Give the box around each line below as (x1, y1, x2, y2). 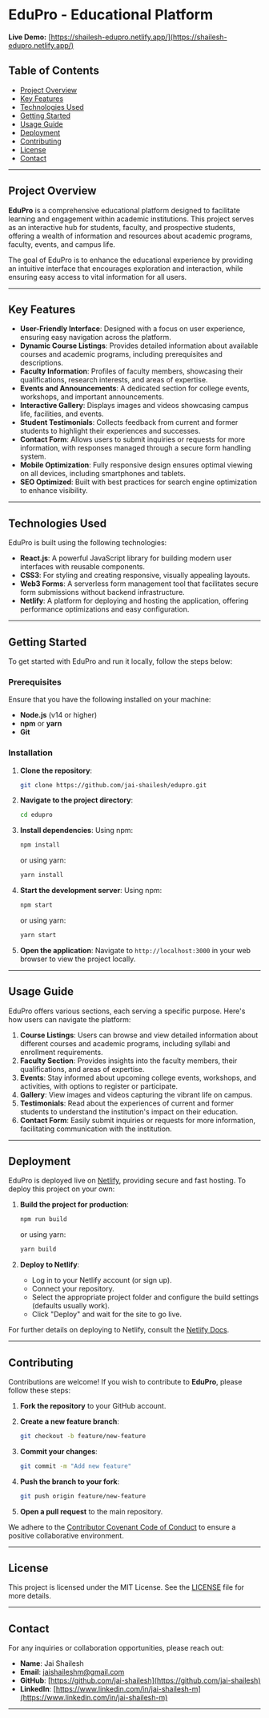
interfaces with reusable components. (19, 562, 146, 572)
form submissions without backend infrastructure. (19, 588, 186, 597)
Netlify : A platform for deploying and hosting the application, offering (19, 596, 249, 606)
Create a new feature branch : (19, 1417, 120, 1426)
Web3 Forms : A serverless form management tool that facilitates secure (19, 579, 259, 588)
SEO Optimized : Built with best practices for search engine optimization (19, 477, 258, 487)
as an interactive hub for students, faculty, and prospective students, (8, 222, 236, 232)
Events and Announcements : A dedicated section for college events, (19, 383, 250, 394)
